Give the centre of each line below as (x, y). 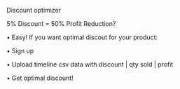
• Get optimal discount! (40, 78)
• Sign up (20, 51)
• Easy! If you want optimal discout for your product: (82, 37)
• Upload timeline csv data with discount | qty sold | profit (90, 64)
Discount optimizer (34, 10)
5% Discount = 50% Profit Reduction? (61, 23)
